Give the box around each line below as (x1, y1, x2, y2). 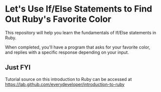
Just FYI (5, 63, 31, 72)
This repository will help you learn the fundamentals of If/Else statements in (5, 30, 157, 35)
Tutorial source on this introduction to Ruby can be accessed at (5, 76, 132, 82)
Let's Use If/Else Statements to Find (5, 3, 152, 15)
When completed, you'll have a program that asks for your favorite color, (5, 44, 150, 50)
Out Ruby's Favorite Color (5, 14, 111, 25)
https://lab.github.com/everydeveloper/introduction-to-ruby (5, 81, 125, 87)
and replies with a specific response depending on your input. (5, 49, 129, 55)
